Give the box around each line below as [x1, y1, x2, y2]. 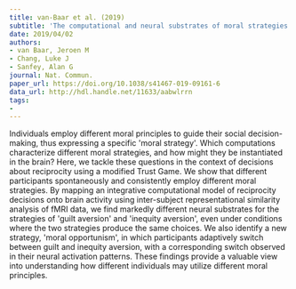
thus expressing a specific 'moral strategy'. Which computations [40, 138, 276, 149]
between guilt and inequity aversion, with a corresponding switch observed [9, 242, 286, 253]
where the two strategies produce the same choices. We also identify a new [9, 223, 287, 234]
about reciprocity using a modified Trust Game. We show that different [9, 166, 268, 177]
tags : [9, 95, 29, 105]
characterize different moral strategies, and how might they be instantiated [9, 148, 283, 158]
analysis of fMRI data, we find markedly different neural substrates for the [9, 204, 280, 214]
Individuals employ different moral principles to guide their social [9, 128, 246, 139]
